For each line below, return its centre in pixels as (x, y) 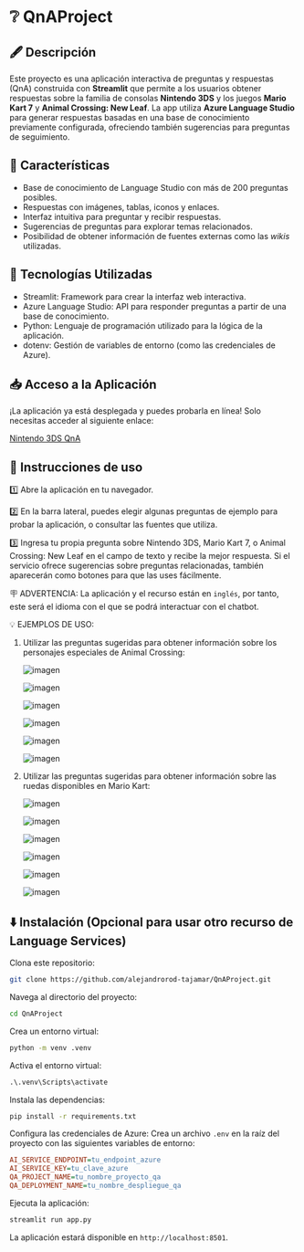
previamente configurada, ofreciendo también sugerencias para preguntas (150, 127)
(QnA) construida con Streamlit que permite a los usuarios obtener (136, 88)
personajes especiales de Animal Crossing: (104, 652)
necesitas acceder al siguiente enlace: (82, 421)
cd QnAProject (37, 1014)
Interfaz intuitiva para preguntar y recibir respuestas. (122, 216)
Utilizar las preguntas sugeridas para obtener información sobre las (149, 776)
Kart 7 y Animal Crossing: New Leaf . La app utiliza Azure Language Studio (152, 108)
